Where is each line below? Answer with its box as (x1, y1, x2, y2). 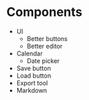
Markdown (16, 86, 48, 94)
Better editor (26, 42, 63, 50)
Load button (16, 71, 52, 80)
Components (6, 4, 83, 20)
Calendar (16, 49, 43, 58)
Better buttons (26, 34, 68, 42)
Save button (16, 64, 51, 72)
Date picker (26, 56, 60, 65)
